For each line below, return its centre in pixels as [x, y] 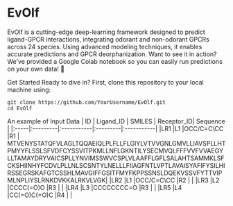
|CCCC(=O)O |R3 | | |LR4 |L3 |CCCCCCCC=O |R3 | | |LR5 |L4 [95, 187]
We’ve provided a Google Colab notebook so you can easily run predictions [115, 61]
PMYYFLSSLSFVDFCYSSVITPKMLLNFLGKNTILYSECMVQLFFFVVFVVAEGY [115, 151]
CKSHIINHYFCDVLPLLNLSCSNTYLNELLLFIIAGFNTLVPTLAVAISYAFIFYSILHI [116, 165]
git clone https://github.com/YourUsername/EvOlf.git [87, 102]
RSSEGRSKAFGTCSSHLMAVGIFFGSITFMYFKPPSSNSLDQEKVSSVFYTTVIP [115, 173]
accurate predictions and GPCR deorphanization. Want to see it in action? [112, 54]
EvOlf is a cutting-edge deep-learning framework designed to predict [106, 32]
